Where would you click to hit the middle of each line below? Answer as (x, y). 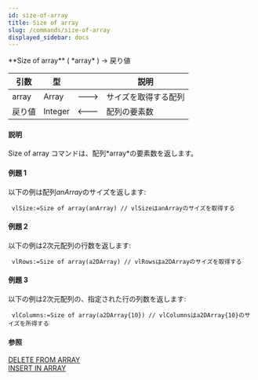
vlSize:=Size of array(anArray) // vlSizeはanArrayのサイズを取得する (123, 208)
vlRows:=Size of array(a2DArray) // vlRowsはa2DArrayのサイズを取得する (127, 261)
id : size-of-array (38, 15)
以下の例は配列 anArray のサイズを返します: (77, 192)
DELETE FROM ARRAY (44, 360)
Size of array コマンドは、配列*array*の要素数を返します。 (103, 153)
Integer (57, 111)
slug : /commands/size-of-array (59, 30)
